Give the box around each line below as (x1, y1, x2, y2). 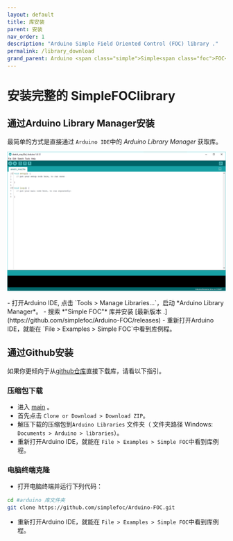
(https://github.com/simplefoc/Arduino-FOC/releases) (7, 316, 162, 324)
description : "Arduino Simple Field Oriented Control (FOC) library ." (7, 40, 218, 48)
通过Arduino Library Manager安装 (7, 118, 155, 130)
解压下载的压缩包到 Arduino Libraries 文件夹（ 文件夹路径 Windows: (17, 420, 214, 428)
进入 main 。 (17, 402, 53, 411)
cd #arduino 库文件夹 (7, 497, 66, 504)
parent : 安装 (7, 26, 43, 33)
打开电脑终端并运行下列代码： (17, 482, 103, 490)
